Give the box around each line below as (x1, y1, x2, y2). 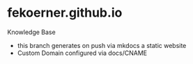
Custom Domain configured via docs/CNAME (17, 49, 148, 57)
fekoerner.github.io (7, 5, 123, 21)
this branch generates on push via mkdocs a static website (17, 41, 187, 49)
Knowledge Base (7, 28, 56, 36)
